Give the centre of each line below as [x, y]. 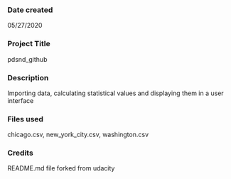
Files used [26, 119]
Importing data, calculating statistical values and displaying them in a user [116, 93]
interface [21, 100]
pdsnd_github [27, 59]
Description [28, 77]
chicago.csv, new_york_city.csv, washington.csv [78, 135]
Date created [30, 10]
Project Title [29, 44]
